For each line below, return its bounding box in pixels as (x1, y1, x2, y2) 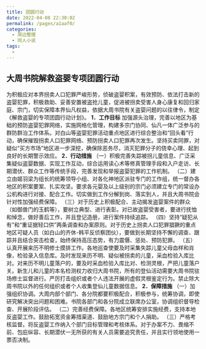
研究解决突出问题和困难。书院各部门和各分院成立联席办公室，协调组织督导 (6, 297, 194, 305)
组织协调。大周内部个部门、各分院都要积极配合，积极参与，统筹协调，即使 (11, 290, 200, 297)
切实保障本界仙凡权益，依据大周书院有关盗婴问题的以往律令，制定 (32, 105, 200, 113)
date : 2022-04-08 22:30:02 (6, 15, 75, 21)
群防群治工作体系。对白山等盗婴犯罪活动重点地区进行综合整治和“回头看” (6, 129, 189, 136)
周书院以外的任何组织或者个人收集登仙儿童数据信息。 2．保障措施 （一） (6, 282, 190, 290)
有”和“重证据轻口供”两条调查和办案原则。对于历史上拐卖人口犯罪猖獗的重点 (6, 221, 196, 228)
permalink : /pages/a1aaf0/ (6, 20, 75, 26)
